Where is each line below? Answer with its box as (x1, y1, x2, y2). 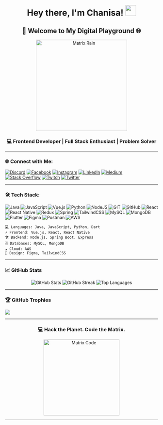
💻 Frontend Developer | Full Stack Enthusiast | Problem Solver (6, 138, 157, 144)
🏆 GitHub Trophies (5, 297, 51, 303)
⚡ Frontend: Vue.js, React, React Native (5, 230, 90, 235)
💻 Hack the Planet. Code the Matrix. (38, 326, 125, 333)
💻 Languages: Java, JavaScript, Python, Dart (5, 224, 100, 230)
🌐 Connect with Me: (5, 158, 53, 165)
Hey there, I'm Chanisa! (27, 7, 124, 18)
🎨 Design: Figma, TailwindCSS (5, 250, 66, 255)
